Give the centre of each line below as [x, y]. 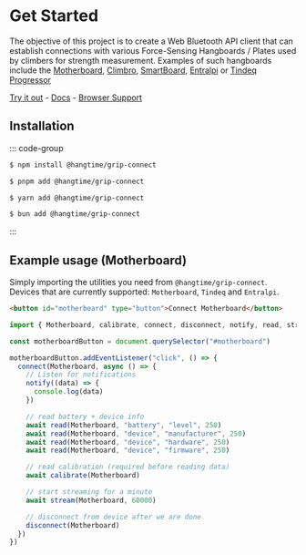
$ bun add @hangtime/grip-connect [75, 214]
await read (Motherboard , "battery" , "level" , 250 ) [124, 425]
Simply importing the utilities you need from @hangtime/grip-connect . [138, 283]
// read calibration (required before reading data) [128, 467]
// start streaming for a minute [89, 492]
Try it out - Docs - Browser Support [76, 98]
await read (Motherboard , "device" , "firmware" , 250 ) [128, 451]
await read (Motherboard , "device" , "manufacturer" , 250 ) [136, 434]
